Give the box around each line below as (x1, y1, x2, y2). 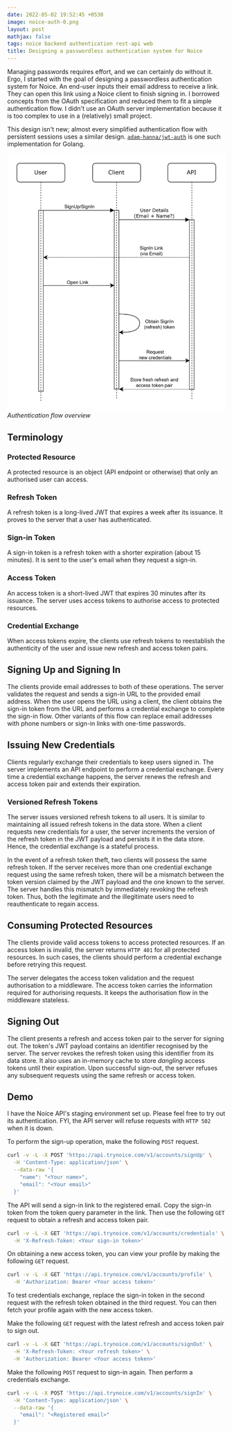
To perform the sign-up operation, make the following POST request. (7, 1138, 199, 1146)
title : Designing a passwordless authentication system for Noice (7, 48, 203, 55)
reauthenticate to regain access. (7, 900, 100, 908)
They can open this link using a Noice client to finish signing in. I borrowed (7, 90, 220, 98)
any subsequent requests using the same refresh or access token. (7, 1071, 196, 1080)
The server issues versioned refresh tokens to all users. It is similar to (7, 813, 206, 821)
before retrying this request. (7, 960, 88, 969)
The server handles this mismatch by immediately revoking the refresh (7, 885, 208, 893)
